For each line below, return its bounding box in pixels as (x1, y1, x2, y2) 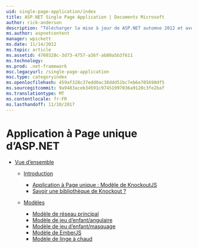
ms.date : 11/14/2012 (6, 42, 57, 48)
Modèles (23, 199, 45, 206)
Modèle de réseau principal (32, 210, 99, 217)
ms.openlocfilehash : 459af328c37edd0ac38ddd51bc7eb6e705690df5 (6, 80, 165, 86)
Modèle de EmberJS (32, 229, 82, 236)
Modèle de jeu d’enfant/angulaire (32, 217, 113, 224)
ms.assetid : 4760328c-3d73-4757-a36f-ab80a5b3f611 (6, 52, 133, 58)
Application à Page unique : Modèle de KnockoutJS (32, 182, 157, 189)
